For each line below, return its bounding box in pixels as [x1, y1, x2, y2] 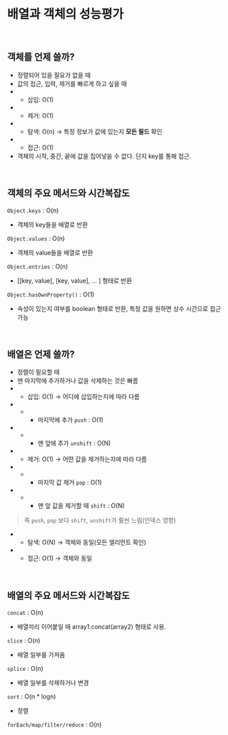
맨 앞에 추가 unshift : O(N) [37, 439, 111, 447]
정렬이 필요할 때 [16, 368, 60, 376]
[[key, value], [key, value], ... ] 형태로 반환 [16, 276, 133, 285]
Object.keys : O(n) [7, 206, 59, 214]
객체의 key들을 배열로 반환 [16, 220, 88, 228]
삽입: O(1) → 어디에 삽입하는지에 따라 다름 [27, 392, 140, 401]
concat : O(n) [7, 608, 44, 617]
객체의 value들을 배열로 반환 [16, 248, 93, 256]
